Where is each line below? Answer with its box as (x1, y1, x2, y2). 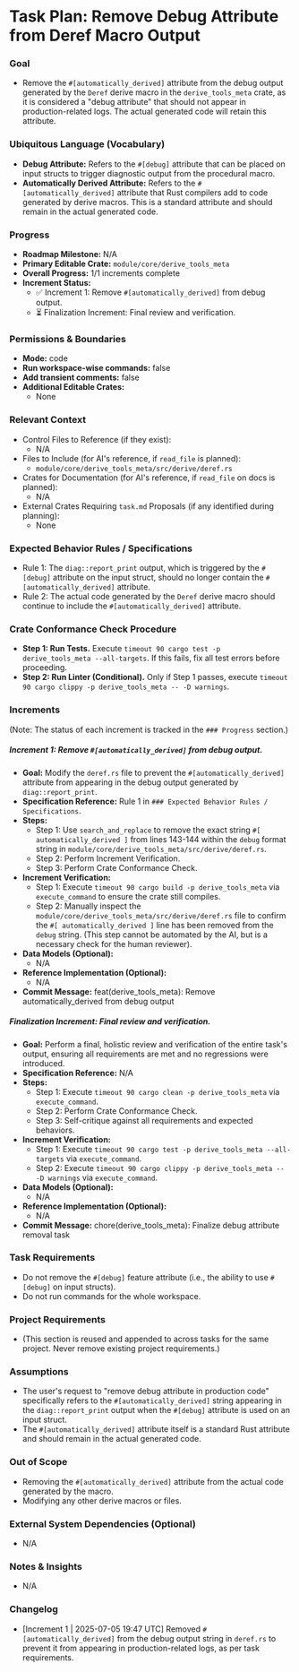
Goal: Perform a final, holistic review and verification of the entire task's (21, 1039, 288, 1049)
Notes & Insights (9, 1560, 82, 1573)
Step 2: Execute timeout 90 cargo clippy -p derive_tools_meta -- (35, 1162, 285, 1173)
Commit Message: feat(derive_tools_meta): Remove (21, 986, 216, 996)
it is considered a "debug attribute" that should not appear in (21, 97, 246, 108)
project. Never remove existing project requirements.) (21, 1343, 221, 1354)
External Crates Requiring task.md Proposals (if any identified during (21, 500, 275, 512)
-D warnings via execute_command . (35, 1172, 158, 1183)
